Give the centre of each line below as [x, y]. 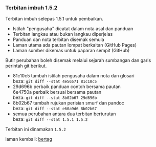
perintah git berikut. [26, 66]
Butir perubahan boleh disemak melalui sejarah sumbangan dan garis [78, 60]
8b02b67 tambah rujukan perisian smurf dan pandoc [68, 103]
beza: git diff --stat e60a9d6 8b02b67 [55, 109]
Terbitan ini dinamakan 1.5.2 [36, 129]
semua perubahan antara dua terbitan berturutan [64, 114]
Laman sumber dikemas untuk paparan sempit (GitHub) [71, 51]
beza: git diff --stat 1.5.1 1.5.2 [50, 119]
